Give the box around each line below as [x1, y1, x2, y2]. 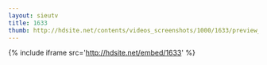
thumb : [8, 26, 30, 34]
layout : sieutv [8, 11, 59, 20]
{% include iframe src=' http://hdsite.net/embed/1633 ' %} [8, 48, 196, 58]
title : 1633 [8, 19, 48, 27]
